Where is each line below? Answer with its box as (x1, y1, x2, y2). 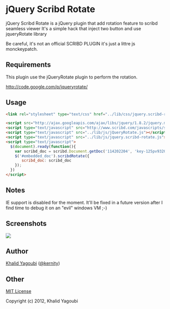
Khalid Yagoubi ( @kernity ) (6, 260, 60, 266)
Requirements (6, 60, 51, 69)
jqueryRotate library (6, 31, 47, 37)
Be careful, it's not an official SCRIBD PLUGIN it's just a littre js (6, 40, 136, 46)
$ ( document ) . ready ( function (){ (10, 144, 76, 149)
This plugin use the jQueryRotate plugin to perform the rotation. (6, 74, 138, 80)
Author (6, 247, 28, 255)
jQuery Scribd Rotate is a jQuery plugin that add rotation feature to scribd (6, 20, 158, 26)
